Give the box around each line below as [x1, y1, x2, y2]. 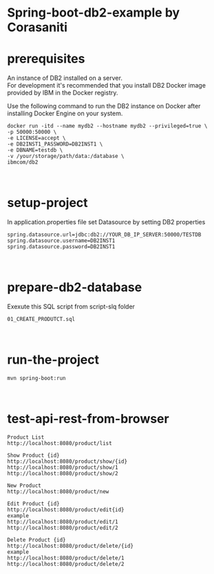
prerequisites [7, 51, 85, 67]
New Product [7, 482, 41, 489]
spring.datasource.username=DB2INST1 [7, 237, 116, 244]
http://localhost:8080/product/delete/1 [7, 554, 125, 562]
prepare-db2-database [7, 279, 142, 295]
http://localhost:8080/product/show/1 [7, 464, 118, 471]
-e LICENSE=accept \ [7, 135, 67, 142]
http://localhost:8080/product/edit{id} [7, 506, 125, 513]
